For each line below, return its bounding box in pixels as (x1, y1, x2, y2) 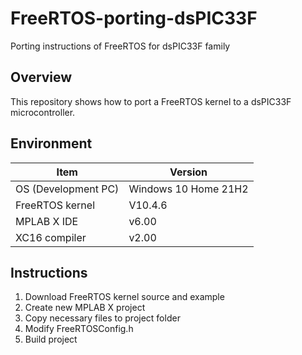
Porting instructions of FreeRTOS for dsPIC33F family (10, 40, 231, 52)
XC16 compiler (15, 230, 87, 244)
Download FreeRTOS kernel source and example (24, 291, 225, 303)
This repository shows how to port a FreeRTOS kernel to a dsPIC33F (10, 95, 292, 107)
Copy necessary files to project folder (24, 312, 181, 324)
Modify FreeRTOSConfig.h (24, 323, 134, 335)
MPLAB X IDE (15, 214, 79, 228)
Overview (10, 69, 73, 86)
